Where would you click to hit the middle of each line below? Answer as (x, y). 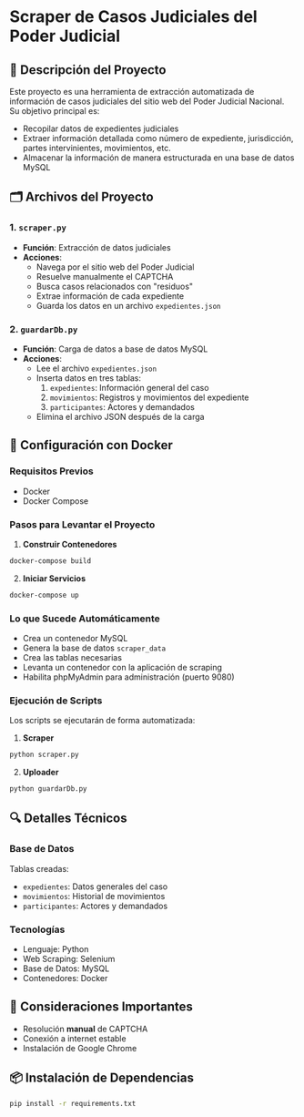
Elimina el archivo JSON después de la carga (120, 416)
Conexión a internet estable (74, 1038)
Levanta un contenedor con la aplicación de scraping (122, 668)
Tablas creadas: (40, 868)
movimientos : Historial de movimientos (94, 896)
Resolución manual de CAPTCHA (85, 1029)
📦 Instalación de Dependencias (101, 1078)
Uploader (41, 773)
